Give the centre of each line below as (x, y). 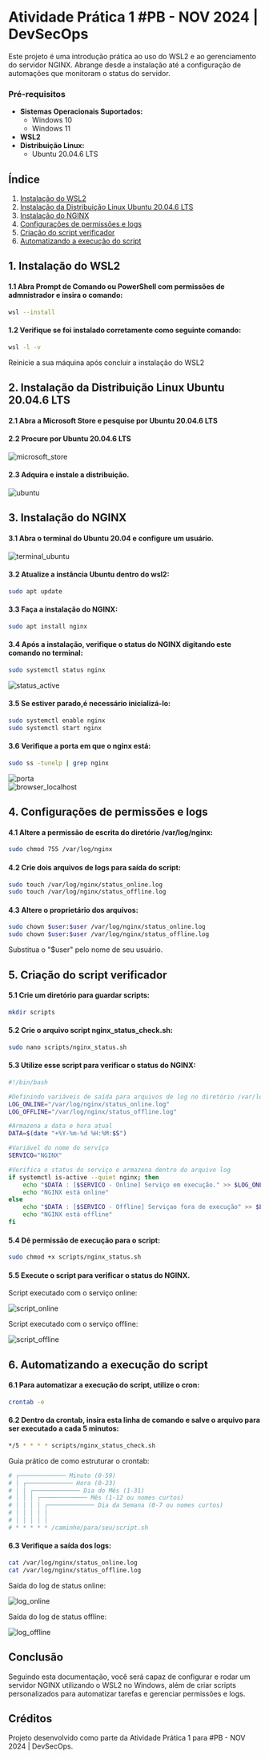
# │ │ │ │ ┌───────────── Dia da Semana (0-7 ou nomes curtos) (116, 1505)
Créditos (30, 1719)
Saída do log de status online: (57, 1585)
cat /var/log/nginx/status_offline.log (75, 1570)
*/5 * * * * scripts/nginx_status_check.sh (82, 1445)
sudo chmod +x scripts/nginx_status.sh (75, 1257)
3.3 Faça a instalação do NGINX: (63, 609)
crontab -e (26, 1402)
